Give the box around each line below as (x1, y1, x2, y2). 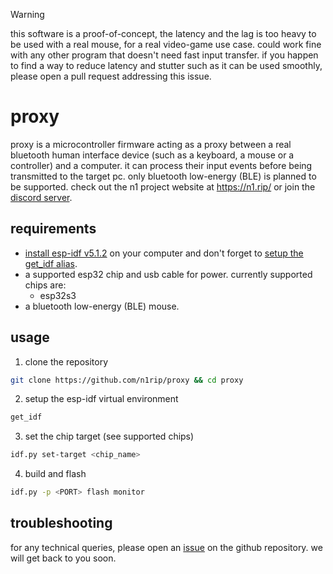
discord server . (10, 191, 73, 203)
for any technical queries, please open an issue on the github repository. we (10, 541, 323, 553)
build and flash (24, 468, 87, 480)
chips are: (24, 279, 67, 291)
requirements (10, 220, 97, 238)
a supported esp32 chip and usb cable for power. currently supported (24, 268, 313, 280)
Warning (10, 9, 45, 20)
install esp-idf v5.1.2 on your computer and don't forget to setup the (24, 247, 304, 259)
